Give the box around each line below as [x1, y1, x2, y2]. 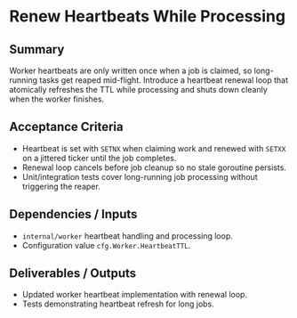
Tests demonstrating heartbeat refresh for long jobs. [21, 298, 215, 309]
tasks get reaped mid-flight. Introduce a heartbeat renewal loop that [39, 75, 289, 86]
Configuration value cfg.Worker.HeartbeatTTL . [21, 240, 191, 250]
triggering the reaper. [21, 181, 100, 192]
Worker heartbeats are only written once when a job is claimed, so [9, 65, 253, 76]
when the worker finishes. [9, 94, 105, 104]
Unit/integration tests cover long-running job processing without [21, 171, 258, 182]
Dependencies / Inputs [9, 207, 138, 222]
